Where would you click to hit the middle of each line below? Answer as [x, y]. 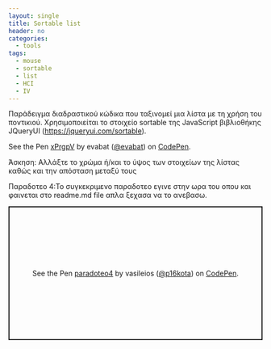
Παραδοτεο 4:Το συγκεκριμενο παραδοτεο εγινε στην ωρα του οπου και [130, 187]
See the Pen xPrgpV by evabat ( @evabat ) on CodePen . [100, 147]
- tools [29, 46]
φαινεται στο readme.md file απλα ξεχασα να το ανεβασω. [108, 196]
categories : [28, 38]
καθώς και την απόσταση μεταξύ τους [73, 171]
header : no [27, 31]
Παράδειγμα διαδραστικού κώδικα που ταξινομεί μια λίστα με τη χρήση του [135, 114]
